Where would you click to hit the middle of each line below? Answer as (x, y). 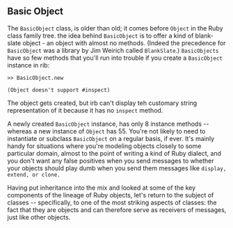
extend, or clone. (34, 174)
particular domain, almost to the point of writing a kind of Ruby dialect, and (114, 153)
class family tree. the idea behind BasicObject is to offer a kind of (101, 35)
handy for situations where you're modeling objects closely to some (104, 146)
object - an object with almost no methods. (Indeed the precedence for (124, 43)
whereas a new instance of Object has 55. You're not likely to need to (106, 131)
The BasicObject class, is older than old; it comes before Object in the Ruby (115, 28)
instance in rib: (29, 65)
